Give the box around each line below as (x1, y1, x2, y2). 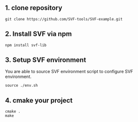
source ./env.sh (5, 83, 38, 88)
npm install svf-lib (5, 43, 47, 47)
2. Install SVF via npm (5, 30, 72, 38)
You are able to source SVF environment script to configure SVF (5, 69, 134, 75)
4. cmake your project (5, 96, 73, 105)
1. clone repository (5, 4, 62, 12)
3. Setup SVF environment (5, 56, 86, 64)
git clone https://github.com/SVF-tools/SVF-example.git (5, 16, 123, 21)
